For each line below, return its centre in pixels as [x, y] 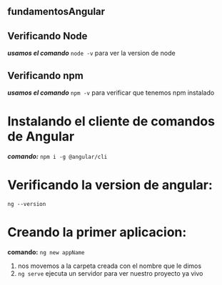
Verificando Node [47, 36]
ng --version [27, 204]
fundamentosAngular [56, 12]
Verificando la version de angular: [110, 185]
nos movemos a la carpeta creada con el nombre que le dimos [110, 266]
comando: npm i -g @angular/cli [57, 156]
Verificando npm [45, 75]
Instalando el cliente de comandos [111, 121]
